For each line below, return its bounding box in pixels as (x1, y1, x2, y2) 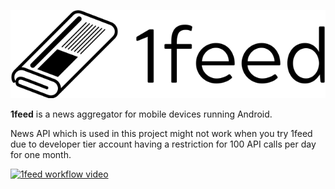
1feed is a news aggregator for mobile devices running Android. (10, 108, 273, 120)
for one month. (10, 148, 72, 160)
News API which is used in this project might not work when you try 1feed (10, 127, 313, 139)
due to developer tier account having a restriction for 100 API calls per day (10, 138, 317, 150)
